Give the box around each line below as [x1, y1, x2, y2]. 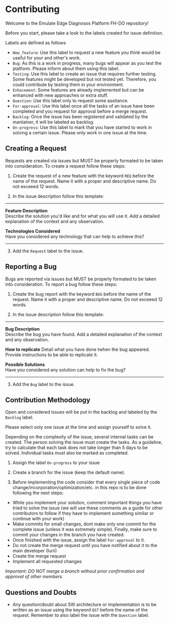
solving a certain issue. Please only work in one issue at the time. [12, 129, 148, 135]
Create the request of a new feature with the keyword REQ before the [12, 173, 154, 179]
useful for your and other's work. [12, 54, 81, 61]
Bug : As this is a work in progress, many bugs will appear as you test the [12, 60, 162, 66]
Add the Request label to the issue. [12, 248, 84, 254]
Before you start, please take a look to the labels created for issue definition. [5, 30, 163, 36]
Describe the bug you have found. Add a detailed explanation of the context [5, 331, 162, 337]
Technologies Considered [5, 228, 60, 234]
